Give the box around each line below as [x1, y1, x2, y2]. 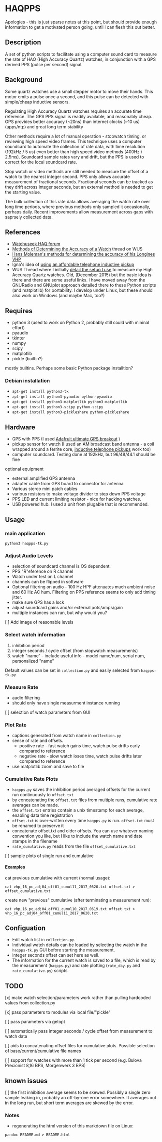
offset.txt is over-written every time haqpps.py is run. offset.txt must [12, 818, 154, 824]
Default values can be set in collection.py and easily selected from [5, 667, 140, 673]
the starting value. [5, 189, 41, 195]
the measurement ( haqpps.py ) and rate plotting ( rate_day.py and [12, 963, 140, 968]
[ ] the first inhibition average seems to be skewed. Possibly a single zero [5, 1089, 151, 1095]
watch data [5, 1034, 28, 1039]
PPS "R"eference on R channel [12, 568, 74, 574]
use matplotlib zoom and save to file [12, 764, 85, 770]
